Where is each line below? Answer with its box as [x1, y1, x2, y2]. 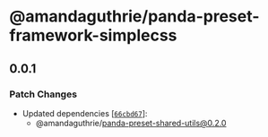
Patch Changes [9, 88, 78, 100]
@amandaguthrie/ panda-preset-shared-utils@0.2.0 [35, 117, 227, 128]
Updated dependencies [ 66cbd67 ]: [22, 107, 148, 118]
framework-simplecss [9, 25, 177, 46]
